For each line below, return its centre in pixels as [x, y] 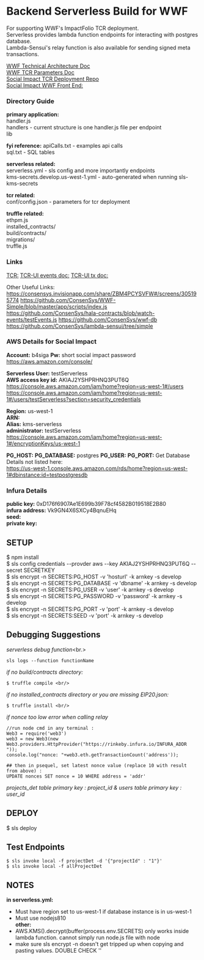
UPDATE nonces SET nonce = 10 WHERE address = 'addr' [76, 776]
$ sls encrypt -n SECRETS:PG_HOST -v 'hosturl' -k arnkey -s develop [94, 576]
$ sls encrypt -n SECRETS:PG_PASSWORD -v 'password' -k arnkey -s [94, 596]
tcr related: [21, 195]
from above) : [24, 771]
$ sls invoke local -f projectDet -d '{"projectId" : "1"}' [85, 861]
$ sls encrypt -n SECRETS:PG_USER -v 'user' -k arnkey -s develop [90, 590]
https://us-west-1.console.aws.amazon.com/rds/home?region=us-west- [97, 468]
